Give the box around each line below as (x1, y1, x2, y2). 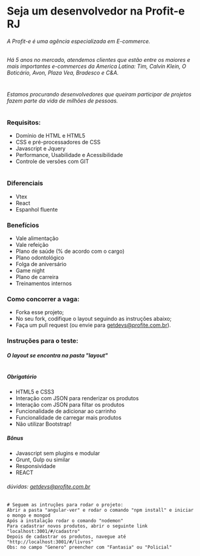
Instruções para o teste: (7, 337, 79, 345)
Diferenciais (7, 179, 44, 187)
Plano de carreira (15, 273, 59, 280)
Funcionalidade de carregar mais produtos (15, 414, 121, 421)
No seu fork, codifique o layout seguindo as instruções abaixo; (15, 315, 172, 323)
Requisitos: (7, 118, 41, 127)
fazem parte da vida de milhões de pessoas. (7, 97, 118, 104)
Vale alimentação (15, 235, 59, 242)
